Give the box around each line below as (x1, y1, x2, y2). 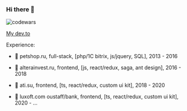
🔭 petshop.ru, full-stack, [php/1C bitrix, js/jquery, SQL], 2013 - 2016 (14, 53, 178, 60)
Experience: (6, 41, 35, 49)
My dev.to (6, 30, 31, 37)
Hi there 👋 (6, 5, 35, 14)
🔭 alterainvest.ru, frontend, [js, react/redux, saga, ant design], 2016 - (14, 64, 181, 71)
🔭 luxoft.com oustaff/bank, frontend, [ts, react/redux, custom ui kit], (14, 93, 179, 100)
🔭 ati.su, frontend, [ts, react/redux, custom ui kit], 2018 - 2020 (14, 82, 165, 89)
